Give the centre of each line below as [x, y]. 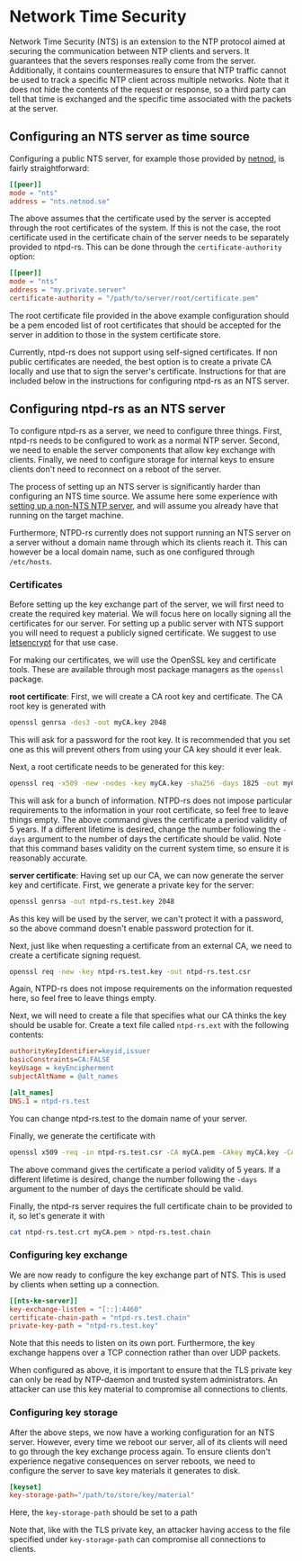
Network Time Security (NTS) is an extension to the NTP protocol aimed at [147, 41]
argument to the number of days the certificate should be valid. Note [155, 838]
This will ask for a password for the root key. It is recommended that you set [150, 739]
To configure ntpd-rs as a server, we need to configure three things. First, [146, 430]
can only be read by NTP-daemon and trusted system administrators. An [144, 1380]
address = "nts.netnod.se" [60, 201]
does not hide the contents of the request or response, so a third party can [148, 89]
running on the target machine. [67, 515]
